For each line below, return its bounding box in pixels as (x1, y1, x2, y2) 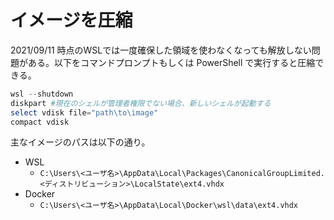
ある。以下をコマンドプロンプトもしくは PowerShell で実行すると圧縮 (27, 56, 316, 68)
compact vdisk (10, 117, 70, 127)
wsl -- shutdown (10, 89, 74, 99)
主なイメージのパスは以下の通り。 (10, 136, 151, 148)
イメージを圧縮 (10, 9, 133, 32)
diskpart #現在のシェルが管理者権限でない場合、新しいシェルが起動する (10, 98, 272, 108)
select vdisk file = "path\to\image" (10, 107, 159, 118)
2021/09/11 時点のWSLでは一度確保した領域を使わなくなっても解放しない (10, 44, 312, 56)
